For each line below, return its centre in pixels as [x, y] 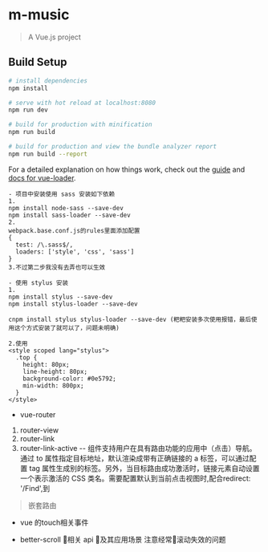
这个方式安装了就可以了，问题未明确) [67, 328]
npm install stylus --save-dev [61, 297]
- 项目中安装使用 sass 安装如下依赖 [61, 194]
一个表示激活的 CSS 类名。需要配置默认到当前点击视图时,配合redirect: [135, 478]
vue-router [38, 414]
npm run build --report [48, 154]
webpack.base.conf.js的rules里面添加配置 [74, 230]
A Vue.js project [55, 37]
